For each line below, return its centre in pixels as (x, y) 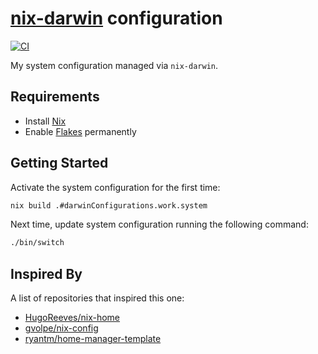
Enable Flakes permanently (80, 131)
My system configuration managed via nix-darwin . (114, 65)
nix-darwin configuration (116, 18)
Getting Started (59, 163)
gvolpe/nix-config (61, 328)
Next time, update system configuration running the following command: (159, 224)
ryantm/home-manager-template (93, 339)
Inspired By (46, 273)
